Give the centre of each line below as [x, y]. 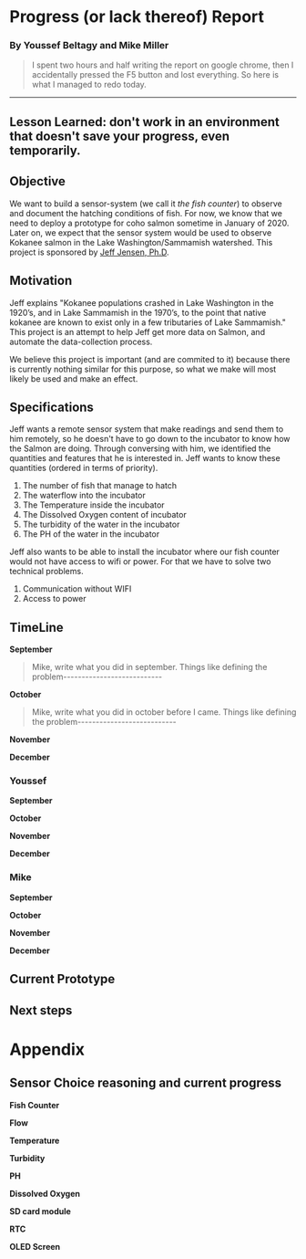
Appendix [47, 1049]
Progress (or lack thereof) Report [137, 17]
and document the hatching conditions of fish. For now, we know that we [146, 213]
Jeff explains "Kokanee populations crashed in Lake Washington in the [142, 302]
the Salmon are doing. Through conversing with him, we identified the [140, 448]
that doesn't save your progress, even [120, 136]
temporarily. [45, 150]
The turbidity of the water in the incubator [101, 525]
